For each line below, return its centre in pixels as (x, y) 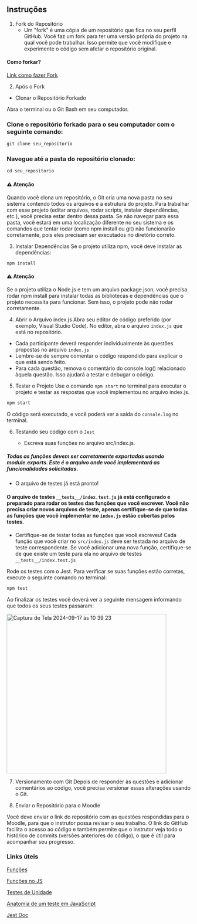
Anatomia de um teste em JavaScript (51, 903)
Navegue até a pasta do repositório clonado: (71, 159)
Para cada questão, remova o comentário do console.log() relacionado (101, 368)
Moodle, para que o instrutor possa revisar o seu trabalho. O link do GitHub (97, 823)
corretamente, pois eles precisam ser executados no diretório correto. (91, 235)
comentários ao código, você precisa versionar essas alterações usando (103, 787)
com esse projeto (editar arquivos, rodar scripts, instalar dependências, (93, 210)
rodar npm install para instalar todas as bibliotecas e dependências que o (95, 295)
